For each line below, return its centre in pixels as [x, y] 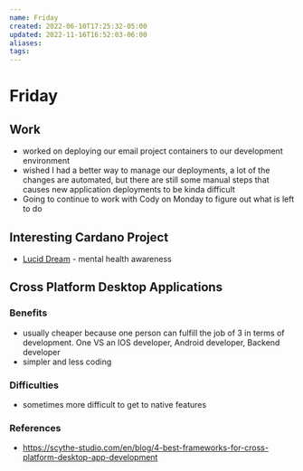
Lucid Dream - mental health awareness [97, 259]
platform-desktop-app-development [90, 457]
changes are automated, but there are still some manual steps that [146, 180]
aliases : [26, 43]
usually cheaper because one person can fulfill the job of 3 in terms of [153, 333]
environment [46, 161]
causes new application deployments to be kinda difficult [128, 190]
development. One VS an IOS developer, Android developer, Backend [151, 342]
